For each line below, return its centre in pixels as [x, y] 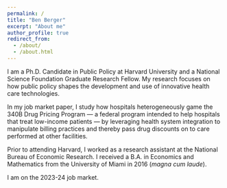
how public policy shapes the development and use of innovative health [108, 86]
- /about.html [33, 52]
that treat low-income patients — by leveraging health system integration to [114, 121]
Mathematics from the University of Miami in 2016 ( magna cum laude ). [107, 164]
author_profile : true [38, 33]
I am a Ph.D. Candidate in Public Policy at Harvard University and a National [113, 71]
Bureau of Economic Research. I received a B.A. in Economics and [100, 156]
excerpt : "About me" [37, 26]
